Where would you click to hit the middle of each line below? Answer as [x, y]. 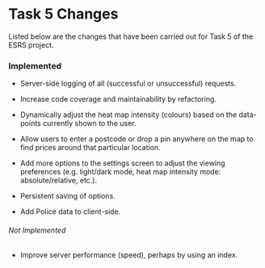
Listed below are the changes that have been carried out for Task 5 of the [131, 36]
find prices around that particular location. [90, 148]
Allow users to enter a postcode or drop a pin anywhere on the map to [137, 139]
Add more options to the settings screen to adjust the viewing [122, 163]
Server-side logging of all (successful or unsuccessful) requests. [128, 84]
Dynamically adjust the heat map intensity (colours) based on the [128, 115]
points [31, 124]
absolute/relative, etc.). [59, 180]
